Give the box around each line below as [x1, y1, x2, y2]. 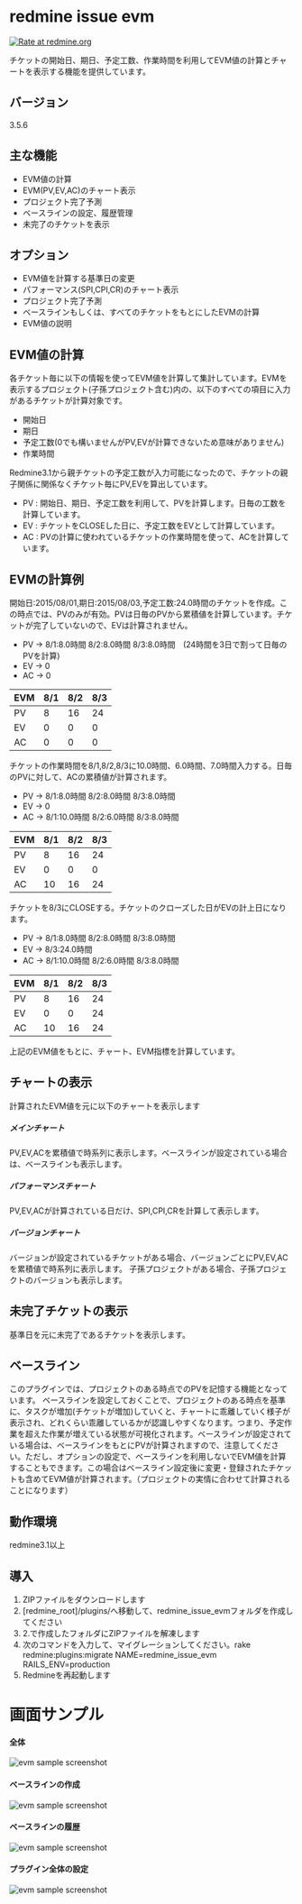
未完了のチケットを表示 [22, 218, 110, 229]
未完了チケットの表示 [9, 1304, 128, 1319]
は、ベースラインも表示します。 [9, 1158, 127, 1169]
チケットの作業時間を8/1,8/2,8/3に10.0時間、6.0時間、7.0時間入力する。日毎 [9, 760, 293, 771]
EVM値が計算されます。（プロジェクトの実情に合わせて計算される [48, 1474, 291, 1485]
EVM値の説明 [22, 318, 72, 329]
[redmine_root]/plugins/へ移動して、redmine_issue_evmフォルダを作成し [22, 1605, 294, 1616]
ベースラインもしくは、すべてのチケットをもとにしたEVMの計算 [22, 307, 260, 317]
